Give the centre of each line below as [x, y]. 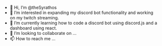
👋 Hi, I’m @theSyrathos [33, 8]
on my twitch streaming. [34, 18]
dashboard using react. [33, 28]
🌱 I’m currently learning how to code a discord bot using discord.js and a [83, 23]
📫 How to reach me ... [32, 38]
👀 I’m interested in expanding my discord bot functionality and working [81, 13]
